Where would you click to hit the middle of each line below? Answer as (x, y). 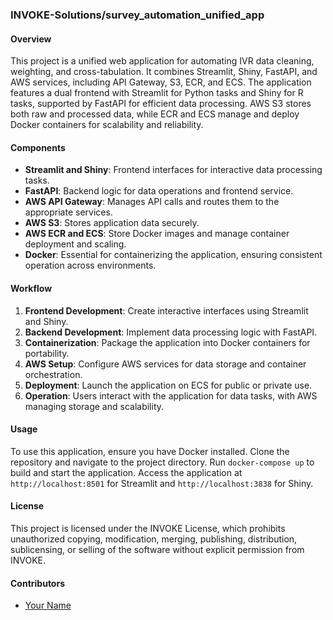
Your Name (48, 605)
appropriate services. (68, 212)
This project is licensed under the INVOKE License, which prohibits (148, 528)
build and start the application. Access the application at (126, 472)
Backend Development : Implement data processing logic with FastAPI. (171, 332)
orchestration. (53, 374)
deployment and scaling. (75, 244)
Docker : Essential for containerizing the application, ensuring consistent (173, 255)
